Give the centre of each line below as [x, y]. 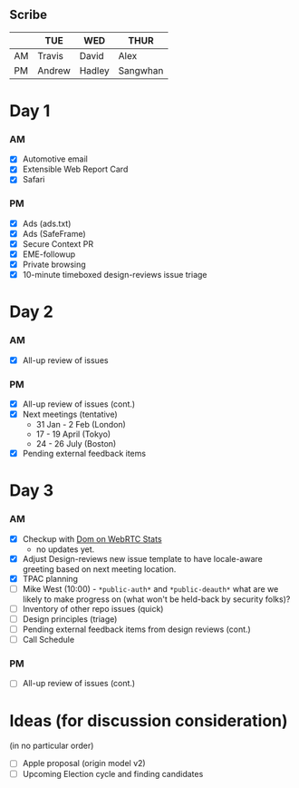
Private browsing [54, 265]
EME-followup [49, 254]
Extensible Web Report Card [75, 169]
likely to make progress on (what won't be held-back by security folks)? [156, 599]
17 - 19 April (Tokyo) [73, 434]
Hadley [95, 70]
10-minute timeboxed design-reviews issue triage [115, 275]
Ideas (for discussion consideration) [149, 720]
